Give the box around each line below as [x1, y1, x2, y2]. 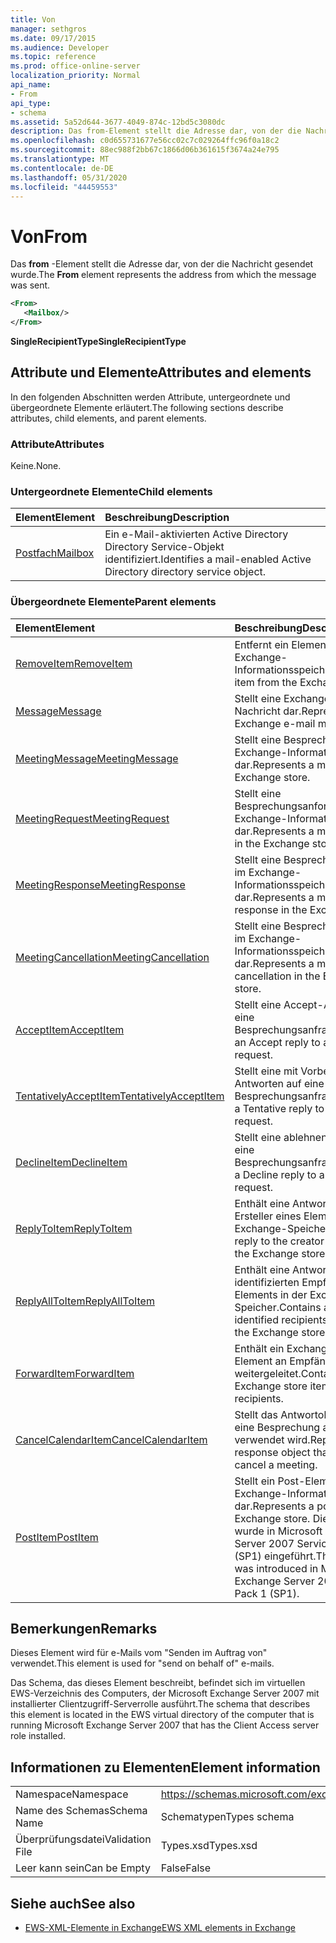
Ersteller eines [234, 1209, 302, 1223]
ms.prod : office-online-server [10, 61, 141, 71]
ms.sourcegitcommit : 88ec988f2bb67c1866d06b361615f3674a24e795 [10, 145, 280, 155]
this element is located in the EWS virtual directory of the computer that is [10, 1709, 315, 1721]
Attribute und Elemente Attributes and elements [10, 364, 312, 381]
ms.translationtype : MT [10, 154, 110, 164]
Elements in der [234, 1287, 308, 1301]
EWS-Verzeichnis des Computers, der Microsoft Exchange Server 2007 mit [10, 1687, 320, 1700]
